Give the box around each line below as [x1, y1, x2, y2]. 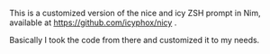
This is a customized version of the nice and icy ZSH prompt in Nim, [9, 8, 261, 18]
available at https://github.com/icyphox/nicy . [9, 17, 177, 28]
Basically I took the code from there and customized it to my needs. [9, 35, 260, 45]
